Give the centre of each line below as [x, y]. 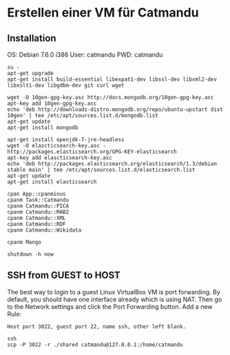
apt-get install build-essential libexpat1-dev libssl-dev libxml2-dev [112, 79]
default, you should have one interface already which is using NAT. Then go [115, 299]
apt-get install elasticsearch [52, 182]
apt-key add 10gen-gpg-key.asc [52, 103]
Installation [32, 38]
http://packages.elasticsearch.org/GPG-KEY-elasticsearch [92, 152]
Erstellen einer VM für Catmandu [103, 13]
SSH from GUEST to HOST [64, 275]
